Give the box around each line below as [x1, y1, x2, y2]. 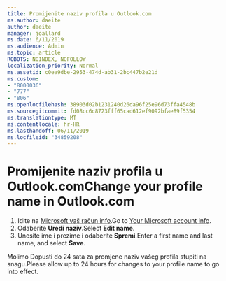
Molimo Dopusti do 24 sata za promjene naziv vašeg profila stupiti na [7, 252, 207, 261]
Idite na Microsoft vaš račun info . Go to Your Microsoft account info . [17, 217, 212, 225]
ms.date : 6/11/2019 [7, 36, 64, 43]
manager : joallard [7, 29, 61, 37]
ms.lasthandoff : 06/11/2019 [7, 127, 90, 134]
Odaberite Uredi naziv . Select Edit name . [17, 224, 135, 233]
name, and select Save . [17, 239, 86, 247]
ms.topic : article [7, 50, 61, 57]
